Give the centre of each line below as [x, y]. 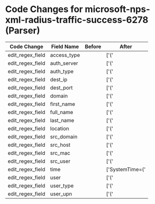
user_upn [61, 193]
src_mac [60, 153]
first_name [63, 104]
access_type [65, 55]
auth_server [64, 63]
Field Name [65, 46]
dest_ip [59, 79]
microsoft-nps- [118, 9]
